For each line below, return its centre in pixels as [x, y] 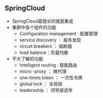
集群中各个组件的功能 [34, 27]
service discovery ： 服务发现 [50, 40]
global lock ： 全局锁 [41, 84]
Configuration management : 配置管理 [59, 33]
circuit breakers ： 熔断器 [46, 46]
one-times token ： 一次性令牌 [51, 77]
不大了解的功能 [27, 59]
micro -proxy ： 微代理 [43, 71]
